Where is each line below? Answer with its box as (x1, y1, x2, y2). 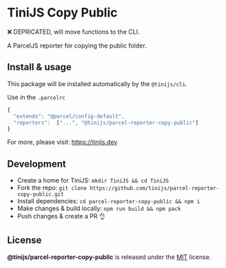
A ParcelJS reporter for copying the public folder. (7, 41, 147, 50)
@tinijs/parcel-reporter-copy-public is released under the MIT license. (7, 253, 212, 261)
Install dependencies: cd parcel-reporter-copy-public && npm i (17, 197, 201, 205)
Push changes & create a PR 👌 (17, 212, 105, 220)
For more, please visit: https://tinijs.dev (7, 138, 118, 146)
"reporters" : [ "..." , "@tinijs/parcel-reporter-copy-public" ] (13, 119, 198, 126)
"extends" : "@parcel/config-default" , (13, 112, 125, 120)
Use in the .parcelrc (7, 93, 65, 101)
